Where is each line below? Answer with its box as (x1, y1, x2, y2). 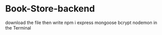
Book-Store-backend (5, 3, 95, 14)
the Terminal (5, 24, 31, 30)
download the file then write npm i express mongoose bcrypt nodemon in (5, 19, 157, 25)
